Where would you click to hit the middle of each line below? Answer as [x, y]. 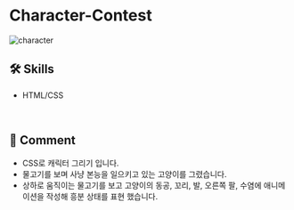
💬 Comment [42, 140]
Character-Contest [81, 16]
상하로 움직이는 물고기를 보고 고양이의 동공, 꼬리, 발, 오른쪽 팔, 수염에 [142, 185]
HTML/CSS [43, 95]
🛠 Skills [32, 69]
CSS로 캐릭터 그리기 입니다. [70, 163]
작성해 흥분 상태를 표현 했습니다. [102, 196]
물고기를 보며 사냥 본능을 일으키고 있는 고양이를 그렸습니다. [124, 174]
